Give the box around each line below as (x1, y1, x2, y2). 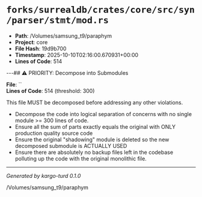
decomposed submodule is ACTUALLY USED (14, 142, 127, 149)
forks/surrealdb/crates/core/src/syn (6, 4, 195, 16)
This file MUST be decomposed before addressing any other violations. (6, 99, 183, 106)
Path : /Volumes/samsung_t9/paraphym (14, 32, 112, 40)
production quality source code (14, 129, 93, 137)
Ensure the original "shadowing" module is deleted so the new (14, 136, 170, 143)
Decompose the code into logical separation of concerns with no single (14, 110, 192, 117)
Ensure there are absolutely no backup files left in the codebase (14, 148, 173, 156)
